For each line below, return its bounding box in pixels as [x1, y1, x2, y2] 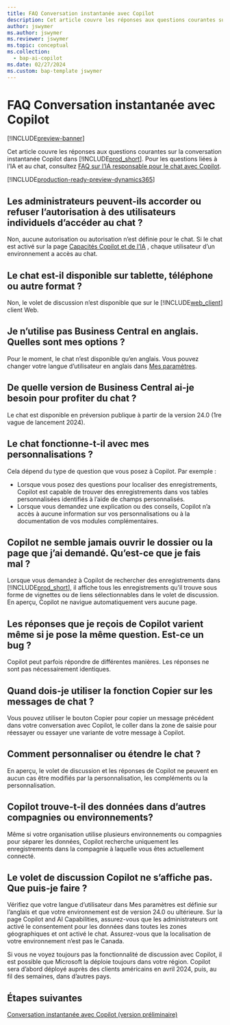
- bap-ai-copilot [13, 55, 63, 62]
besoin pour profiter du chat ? [7, 393, 137, 404]
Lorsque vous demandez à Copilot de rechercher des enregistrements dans [7, 576, 220, 584]
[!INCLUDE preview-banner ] [7, 135, 85, 143]
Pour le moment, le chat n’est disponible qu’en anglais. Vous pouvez [7, 354, 199, 362]
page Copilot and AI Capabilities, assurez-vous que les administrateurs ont [7, 915, 218, 923]
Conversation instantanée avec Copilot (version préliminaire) [7, 1011, 178, 1019]
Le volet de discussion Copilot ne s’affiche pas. [7, 871, 213, 883]
